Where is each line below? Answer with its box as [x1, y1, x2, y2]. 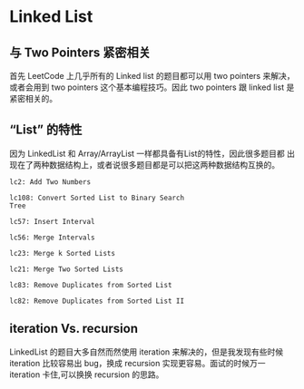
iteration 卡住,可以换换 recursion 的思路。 [9, 369, 164, 380]
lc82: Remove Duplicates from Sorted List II [9, 297, 184, 306]
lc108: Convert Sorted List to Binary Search [9, 193, 184, 202]
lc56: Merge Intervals [9, 233, 95, 242]
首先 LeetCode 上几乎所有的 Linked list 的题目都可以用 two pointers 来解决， [9, 71, 295, 81]
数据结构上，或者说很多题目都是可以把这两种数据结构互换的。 [48, 159, 279, 170]
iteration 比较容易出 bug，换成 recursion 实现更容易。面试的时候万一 [9, 357, 266, 368]
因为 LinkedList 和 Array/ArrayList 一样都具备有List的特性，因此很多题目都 [9, 148, 286, 159]
